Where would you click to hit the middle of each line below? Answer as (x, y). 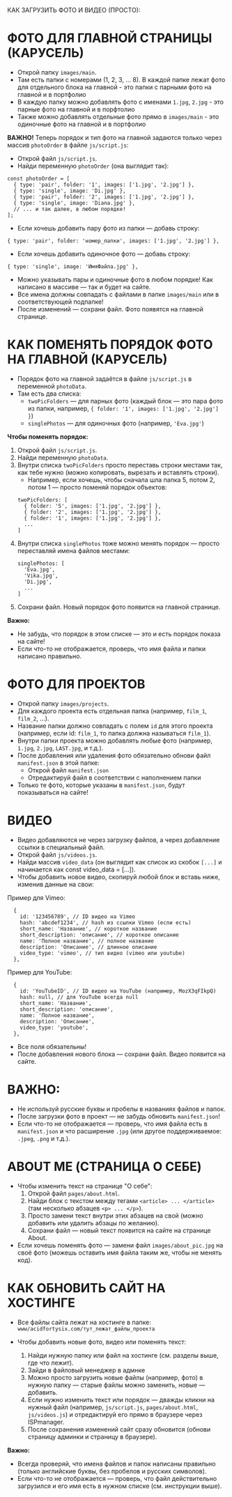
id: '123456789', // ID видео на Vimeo (78, 916)
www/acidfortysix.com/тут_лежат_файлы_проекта (86, 1329)
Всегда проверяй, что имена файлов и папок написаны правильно (116, 1464)
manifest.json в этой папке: (58, 763)
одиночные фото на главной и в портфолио (82, 124)
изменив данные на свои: (55, 884)
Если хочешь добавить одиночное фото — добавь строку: (104, 254)
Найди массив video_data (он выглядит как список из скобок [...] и (119, 862)
